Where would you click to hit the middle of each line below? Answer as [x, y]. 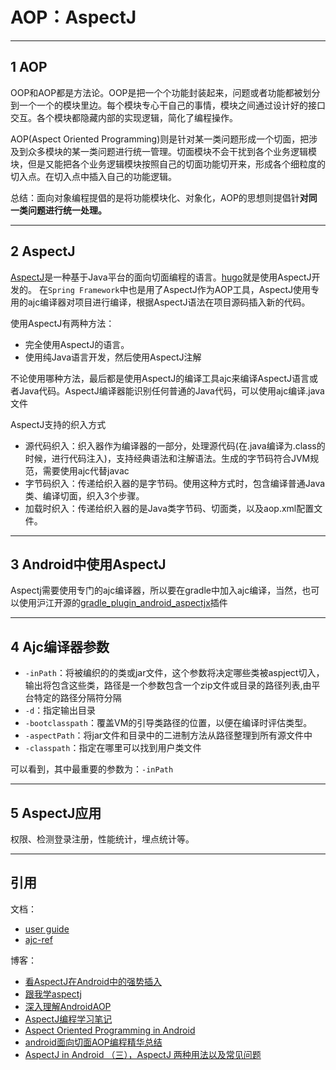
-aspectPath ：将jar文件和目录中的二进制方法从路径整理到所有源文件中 [168, 735]
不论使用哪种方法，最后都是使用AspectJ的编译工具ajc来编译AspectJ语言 [160, 378]
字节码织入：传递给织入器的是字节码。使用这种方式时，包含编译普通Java [175, 483]
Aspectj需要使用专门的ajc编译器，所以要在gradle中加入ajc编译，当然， [156, 590]
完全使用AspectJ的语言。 [77, 344]
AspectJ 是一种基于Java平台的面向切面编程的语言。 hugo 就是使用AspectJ [161, 277]
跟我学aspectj [53, 994]
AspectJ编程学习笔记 [68, 1019]
